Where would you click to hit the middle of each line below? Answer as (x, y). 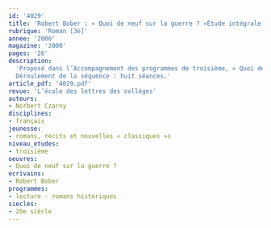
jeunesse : (25, 129)
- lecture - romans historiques (63, 196)
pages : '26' (28, 53)
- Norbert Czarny (38, 106)
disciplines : (30, 114)
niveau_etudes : (34, 144)
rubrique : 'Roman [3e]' (48, 31)
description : (30, 61)
